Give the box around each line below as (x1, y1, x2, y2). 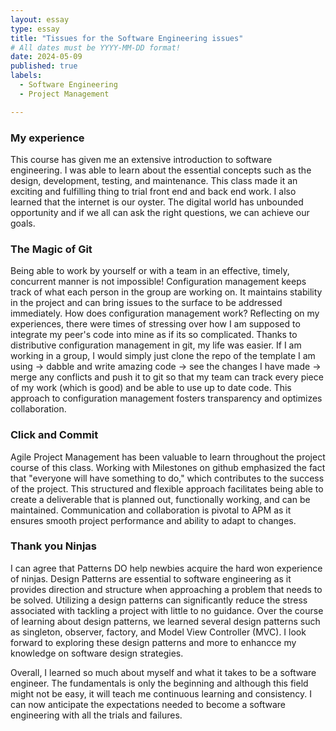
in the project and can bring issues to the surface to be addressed (10, 297, 283, 309)
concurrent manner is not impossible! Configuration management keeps (10, 276, 307, 288)
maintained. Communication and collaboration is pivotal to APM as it (10, 504, 292, 516)
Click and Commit (10, 428, 99, 442)
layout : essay (10, 14, 70, 25)
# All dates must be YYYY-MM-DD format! (10, 42, 182, 53)
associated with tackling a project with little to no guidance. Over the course (10, 604, 324, 616)
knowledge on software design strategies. (10, 647, 184, 659)
